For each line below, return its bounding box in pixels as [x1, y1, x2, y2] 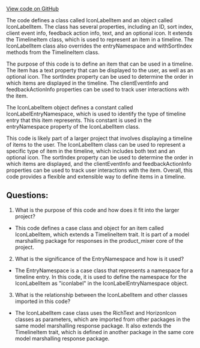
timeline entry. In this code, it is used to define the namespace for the [14, 273, 187, 280]
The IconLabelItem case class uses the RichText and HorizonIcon [14, 309, 177, 316]
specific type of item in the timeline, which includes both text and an [6, 147, 175, 154]
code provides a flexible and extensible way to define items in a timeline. [6, 173, 186, 180]
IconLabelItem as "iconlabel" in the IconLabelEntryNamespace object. [14, 279, 189, 287]
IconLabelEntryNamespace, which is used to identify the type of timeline [6, 111, 186, 117]
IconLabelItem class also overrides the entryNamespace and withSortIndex [6, 42, 192, 49]
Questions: [6, 191, 49, 201]
